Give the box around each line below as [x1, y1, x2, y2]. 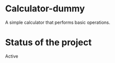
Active [5, 53, 18, 59]
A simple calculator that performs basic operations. [5, 19, 111, 25]
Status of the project [5, 37, 92, 48]
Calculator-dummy [5, 3, 85, 14]
